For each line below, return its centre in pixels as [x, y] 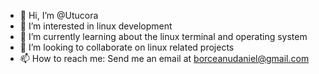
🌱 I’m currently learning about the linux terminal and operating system [163, 36]
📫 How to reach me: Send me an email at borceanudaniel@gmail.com [164, 58]
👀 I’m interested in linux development [96, 26]
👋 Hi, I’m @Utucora [59, 15]
